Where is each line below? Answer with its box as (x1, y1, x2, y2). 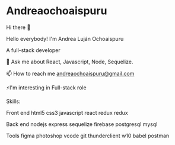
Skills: (6, 98, 21, 105)
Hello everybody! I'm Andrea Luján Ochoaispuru (6, 35, 124, 42)
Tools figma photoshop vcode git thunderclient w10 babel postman (6, 132, 170, 139)
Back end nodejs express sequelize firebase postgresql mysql (6, 120, 158, 128)
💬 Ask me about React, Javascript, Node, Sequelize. (6, 58, 133, 65)
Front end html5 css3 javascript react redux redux (6, 109, 129, 116)
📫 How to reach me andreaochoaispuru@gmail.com (6, 70, 135, 77)
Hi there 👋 (6, 24, 31, 31)
